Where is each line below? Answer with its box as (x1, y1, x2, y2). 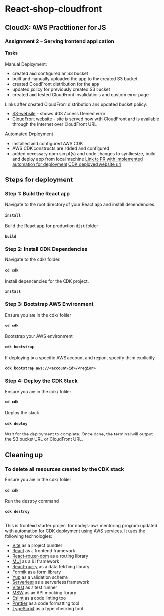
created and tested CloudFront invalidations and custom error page (12, 91, 149, 97)
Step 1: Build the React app (5, 190, 70, 197)
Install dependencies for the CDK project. (5, 278, 89, 284)
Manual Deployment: (5, 61, 47, 67)
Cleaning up (5, 450, 43, 459)
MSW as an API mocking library (12, 590, 77, 596)
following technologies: (5, 533, 53, 539)
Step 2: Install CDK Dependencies (5, 246, 88, 253)
